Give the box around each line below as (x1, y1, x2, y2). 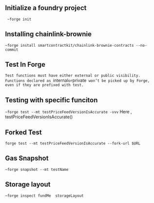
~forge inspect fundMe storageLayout (5, 193, 84, 198)
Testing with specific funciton (5, 96, 98, 104)
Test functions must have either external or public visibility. (5, 73, 140, 78)
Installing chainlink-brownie (5, 30, 92, 38)
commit (5, 47, 19, 52)
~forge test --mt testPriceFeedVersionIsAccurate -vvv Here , (5, 109, 132, 115)
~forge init (7, 17, 32, 21)
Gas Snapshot (5, 154, 49, 163)
